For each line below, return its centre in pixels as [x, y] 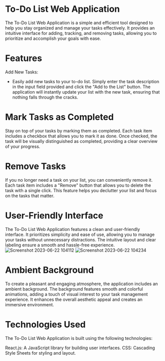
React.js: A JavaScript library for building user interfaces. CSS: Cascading [80, 348]
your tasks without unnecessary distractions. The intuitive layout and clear [81, 239]
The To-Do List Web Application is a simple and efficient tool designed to [79, 23]
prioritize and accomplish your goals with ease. [53, 38]
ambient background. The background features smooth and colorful [74, 289]
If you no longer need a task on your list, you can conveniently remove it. [79, 180]
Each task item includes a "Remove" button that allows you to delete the [78, 185]
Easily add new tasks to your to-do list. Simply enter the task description [86, 81]
